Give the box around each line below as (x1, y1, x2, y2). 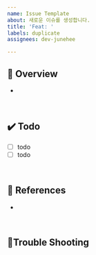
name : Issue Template (7, 10, 70, 17)
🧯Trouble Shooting (7, 237, 90, 249)
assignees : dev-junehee (7, 36, 76, 43)
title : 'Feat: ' (7, 23, 54, 30)
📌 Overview (7, 67, 58, 80)
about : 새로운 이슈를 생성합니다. (7, 17, 90, 24)
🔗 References (7, 185, 66, 197)
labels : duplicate (7, 29, 60, 37)
